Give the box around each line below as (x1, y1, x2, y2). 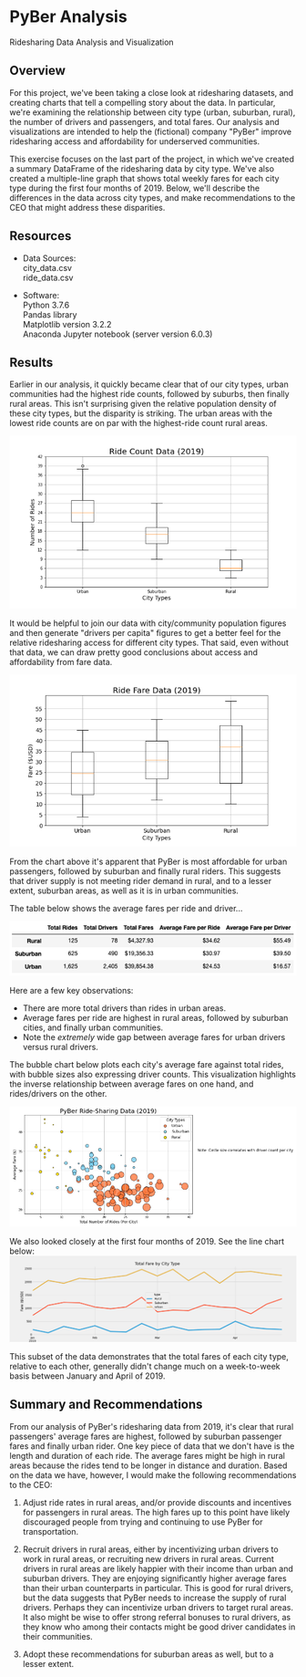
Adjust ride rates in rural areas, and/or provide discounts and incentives (22, 1496, 292, 1507)
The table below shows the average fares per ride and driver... (9, 903, 243, 914)
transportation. (22, 1526, 79, 1536)
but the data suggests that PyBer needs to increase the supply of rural (22, 1592, 287, 1603)
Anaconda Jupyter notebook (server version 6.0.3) (22, 328, 213, 339)
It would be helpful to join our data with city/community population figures (9, 618, 287, 629)
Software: (22, 289, 60, 300)
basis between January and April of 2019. (9, 1370, 166, 1381)
